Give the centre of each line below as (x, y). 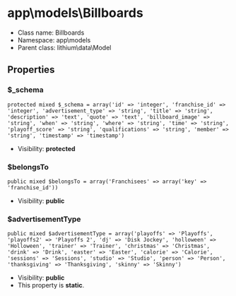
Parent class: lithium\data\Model (64, 47)
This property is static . (51, 285)
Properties (31, 70)
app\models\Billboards (75, 13)
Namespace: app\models (54, 40)
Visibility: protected (46, 148)
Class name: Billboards (51, 32)
